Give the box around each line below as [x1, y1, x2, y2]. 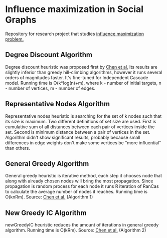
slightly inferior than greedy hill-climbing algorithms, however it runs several [5, 69, 162, 75]
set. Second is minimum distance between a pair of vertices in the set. [5, 129, 150, 135]
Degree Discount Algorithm [5, 51, 93, 59]
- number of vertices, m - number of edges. [5, 85, 96, 91]
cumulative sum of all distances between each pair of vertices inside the [5, 124, 155, 130]
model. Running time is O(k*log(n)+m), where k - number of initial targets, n [5, 80, 161, 86]
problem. [5, 36, 24, 42]
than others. [5, 145, 31, 151]
